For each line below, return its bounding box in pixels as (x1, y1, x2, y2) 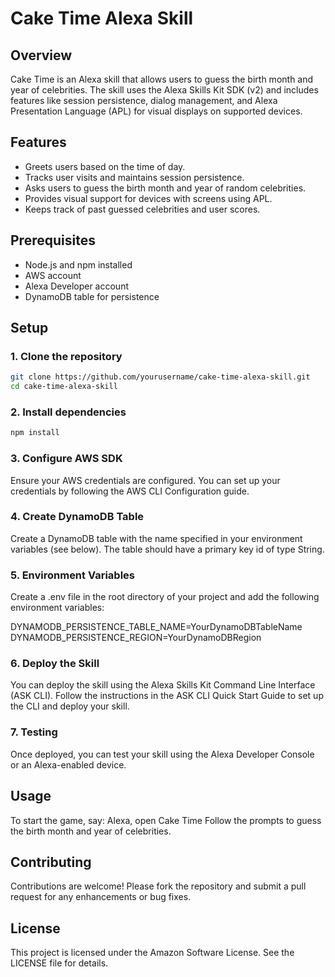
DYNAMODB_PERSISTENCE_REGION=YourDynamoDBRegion (10, 632, 262, 644)
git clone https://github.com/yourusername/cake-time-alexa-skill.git (10, 372, 311, 382)
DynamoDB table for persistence (24, 290, 160, 302)
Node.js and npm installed (24, 258, 133, 271)
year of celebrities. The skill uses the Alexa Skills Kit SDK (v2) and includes (10, 84, 319, 96)
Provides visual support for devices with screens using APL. (24, 192, 273, 204)
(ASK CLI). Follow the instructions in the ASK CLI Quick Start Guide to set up (10, 690, 324, 702)
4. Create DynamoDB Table (10, 510, 145, 524)
